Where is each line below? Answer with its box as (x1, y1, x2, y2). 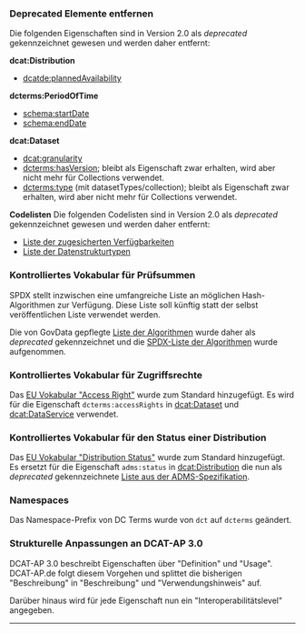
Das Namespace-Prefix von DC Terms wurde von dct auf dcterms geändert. (9, 515, 292, 526)
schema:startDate (22, 108, 90, 119)
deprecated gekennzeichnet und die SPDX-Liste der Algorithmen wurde (9, 336, 279, 347)
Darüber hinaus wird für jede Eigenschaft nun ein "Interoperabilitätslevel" (9, 595, 283, 606)
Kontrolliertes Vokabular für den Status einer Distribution (9, 431, 267, 444)
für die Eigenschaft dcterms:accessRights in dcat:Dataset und (9, 398, 239, 409)
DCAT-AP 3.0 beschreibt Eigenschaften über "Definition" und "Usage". (9, 558, 273, 568)
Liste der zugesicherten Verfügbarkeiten (22, 236, 174, 247)
